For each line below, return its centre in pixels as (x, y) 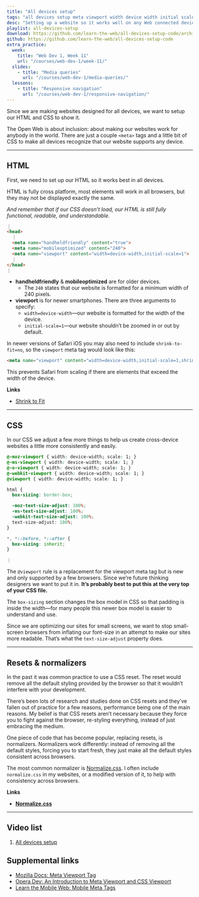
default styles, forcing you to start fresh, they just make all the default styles (99, 750)
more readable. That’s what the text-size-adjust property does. (85, 639)
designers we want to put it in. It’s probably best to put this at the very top (98, 584)
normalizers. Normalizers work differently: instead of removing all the (91, 744)
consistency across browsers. (43, 780)
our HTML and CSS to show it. (43, 117)
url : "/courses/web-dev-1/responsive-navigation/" (86, 94)
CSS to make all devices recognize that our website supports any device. (96, 141)
